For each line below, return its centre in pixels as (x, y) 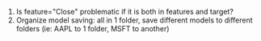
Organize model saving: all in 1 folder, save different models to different (134, 20)
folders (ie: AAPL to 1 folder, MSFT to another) (93, 29)
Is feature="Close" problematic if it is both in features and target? (125, 12)
